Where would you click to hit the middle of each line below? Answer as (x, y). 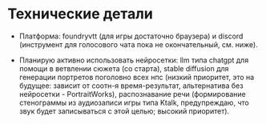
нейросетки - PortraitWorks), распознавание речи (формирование (132, 94)
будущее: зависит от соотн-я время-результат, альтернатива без (131, 86)
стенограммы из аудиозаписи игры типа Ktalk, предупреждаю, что (134, 102)
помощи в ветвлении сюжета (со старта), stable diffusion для (124, 68)
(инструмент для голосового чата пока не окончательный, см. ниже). (138, 44)
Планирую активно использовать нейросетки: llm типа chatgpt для (134, 60)
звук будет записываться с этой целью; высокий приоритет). (124, 111)
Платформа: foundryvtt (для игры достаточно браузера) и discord (131, 36)
